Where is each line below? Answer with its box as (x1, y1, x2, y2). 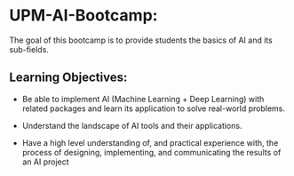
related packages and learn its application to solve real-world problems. (21, 103, 286, 114)
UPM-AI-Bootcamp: (9, 5, 158, 26)
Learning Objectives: (9, 70, 128, 85)
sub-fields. (9, 44, 49, 54)
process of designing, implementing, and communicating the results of (21, 147, 282, 157)
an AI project (21, 156, 69, 167)
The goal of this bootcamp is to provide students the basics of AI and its (9, 35, 273, 45)
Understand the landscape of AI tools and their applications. (21, 120, 242, 131)
